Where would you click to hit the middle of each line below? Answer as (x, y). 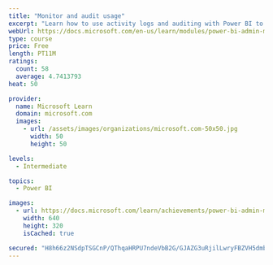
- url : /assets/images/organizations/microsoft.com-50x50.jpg (130, 129)
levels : (22, 159)
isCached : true (49, 233)
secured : (23, 248)
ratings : (23, 62)
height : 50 (48, 144)
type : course (30, 39)
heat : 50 (23, 84)
